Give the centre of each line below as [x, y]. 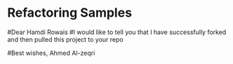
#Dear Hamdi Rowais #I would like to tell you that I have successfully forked [117, 32]
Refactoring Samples [69, 13]
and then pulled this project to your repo [66, 39]
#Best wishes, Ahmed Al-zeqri [51, 53]
